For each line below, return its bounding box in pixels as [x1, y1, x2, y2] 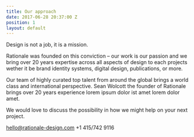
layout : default [6, 25, 46, 31]
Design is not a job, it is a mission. [6, 41, 88, 48]
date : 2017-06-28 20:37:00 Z [6, 14, 78, 20]
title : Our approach [6, 8, 57, 15]
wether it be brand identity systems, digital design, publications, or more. [6, 65, 183, 72]
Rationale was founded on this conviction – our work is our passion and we [6, 52, 188, 59]
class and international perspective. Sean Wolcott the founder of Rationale [6, 83, 186, 90]
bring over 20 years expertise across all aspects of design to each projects [6, 59, 188, 66]
